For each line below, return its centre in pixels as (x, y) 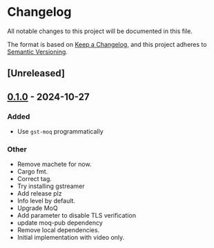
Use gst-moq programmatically (60, 132)
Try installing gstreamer (51, 186)
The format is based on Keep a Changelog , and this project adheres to (107, 44)
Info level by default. (46, 201)
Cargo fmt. (32, 172)
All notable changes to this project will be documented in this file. (100, 31)
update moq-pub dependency (60, 223)
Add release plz (39, 194)
